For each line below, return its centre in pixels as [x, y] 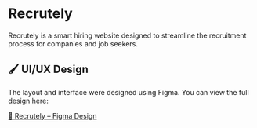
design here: [28, 101]
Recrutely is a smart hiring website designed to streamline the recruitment [127, 35]
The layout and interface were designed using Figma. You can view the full [128, 92]
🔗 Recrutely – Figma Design [52, 115]
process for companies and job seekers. [73, 43]
